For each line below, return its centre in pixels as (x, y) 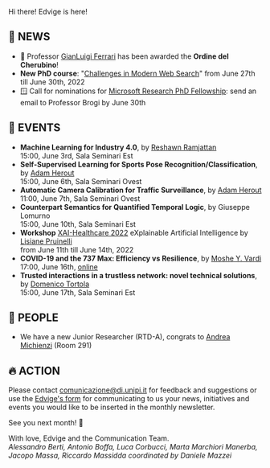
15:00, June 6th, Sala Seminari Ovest (81, 181)
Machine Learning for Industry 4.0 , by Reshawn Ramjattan (118, 147)
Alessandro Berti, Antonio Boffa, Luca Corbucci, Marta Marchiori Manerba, (133, 447)
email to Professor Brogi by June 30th (83, 102)
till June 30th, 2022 (53, 82)
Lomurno (35, 216)
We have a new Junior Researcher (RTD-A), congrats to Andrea (125, 337)
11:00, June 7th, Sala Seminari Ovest (80, 198)
